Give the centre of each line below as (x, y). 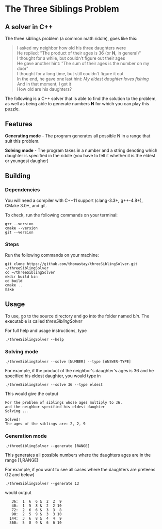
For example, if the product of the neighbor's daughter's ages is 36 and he (80, 370)
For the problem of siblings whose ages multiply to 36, (64, 402)
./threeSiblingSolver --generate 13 (42, 484)
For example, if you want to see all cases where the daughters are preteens (80, 470)
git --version (19, 232)
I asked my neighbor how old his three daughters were (71, 48)
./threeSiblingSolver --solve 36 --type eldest (54, 384)
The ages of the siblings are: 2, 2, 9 (45, 424)
